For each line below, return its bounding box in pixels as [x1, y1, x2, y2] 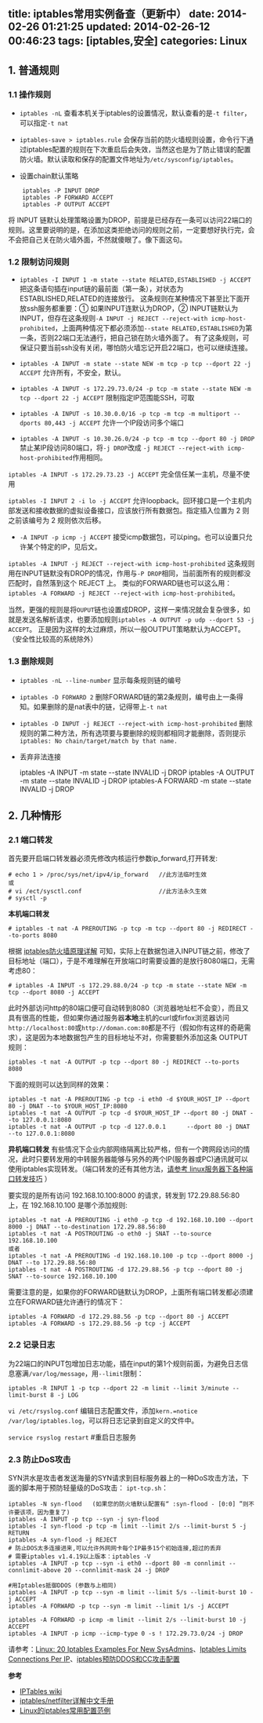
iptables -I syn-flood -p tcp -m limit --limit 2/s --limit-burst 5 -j [8, 1522, 247, 1530]
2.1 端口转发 [8, 834, 53, 845]
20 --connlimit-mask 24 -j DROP [63, 1566, 170, 1574]
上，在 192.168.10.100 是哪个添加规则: [8, 1200, 128, 1210]
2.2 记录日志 [8, 1339, 56, 1350]
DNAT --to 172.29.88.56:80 [8, 1259, 96, 1267]
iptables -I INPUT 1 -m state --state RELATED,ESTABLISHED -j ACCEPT [19, 276, 252, 284]
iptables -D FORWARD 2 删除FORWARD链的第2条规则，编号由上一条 [19, 692, 237, 701]
